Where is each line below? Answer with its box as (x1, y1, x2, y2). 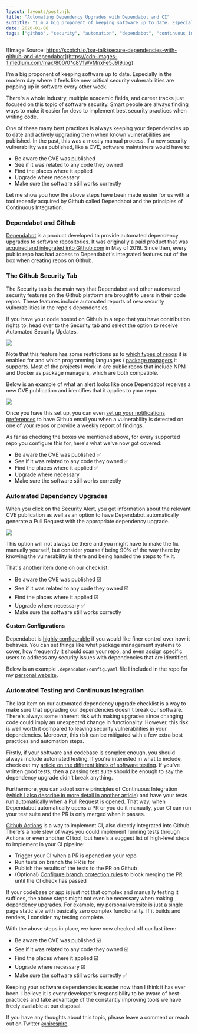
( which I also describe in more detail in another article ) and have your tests (6, 791, 187, 798)
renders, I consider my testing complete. (6, 913, 104, 920)
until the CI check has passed (14, 877, 87, 884)
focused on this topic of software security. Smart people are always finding (6, 101, 189, 108)
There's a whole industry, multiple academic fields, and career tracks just (6, 95, 184, 102)
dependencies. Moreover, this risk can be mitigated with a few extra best (6, 731, 183, 738)
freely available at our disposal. (6, 1002, 82, 1009)
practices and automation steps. (6, 737, 84, 744)
